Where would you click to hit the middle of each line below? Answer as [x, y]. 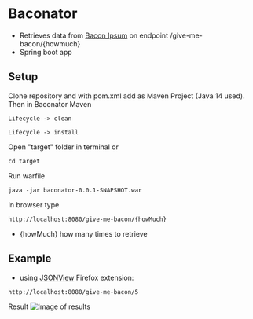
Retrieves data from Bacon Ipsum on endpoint [94, 35]
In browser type [34, 204]
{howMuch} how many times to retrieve [83, 233]
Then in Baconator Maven [50, 104]
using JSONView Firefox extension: [77, 277]
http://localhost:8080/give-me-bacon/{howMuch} [88, 219]
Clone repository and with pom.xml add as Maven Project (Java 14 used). [126, 96]
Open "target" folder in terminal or [64, 147]
